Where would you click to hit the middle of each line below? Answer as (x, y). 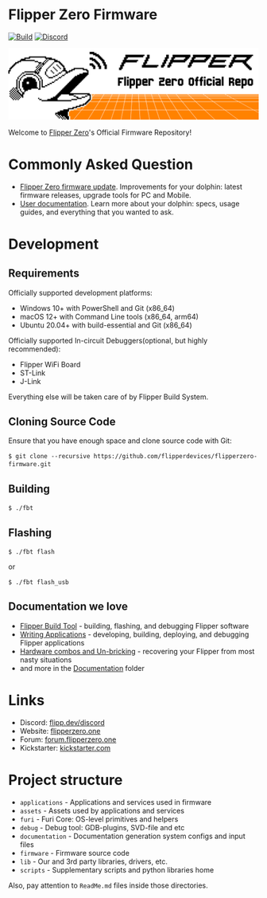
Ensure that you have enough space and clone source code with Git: (120, 441)
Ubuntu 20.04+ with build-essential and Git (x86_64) (106, 325)
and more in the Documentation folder (82, 668)
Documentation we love (68, 607)
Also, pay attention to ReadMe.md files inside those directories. (108, 885)
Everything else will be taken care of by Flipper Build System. (108, 397)
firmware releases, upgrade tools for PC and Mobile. (106, 195)
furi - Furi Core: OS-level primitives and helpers (99, 819)
